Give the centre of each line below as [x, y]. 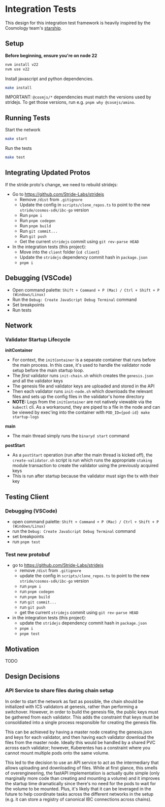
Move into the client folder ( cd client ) [59, 252]
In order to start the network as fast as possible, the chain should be [74, 701]
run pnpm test [26, 542]
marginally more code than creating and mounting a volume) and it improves [82, 778]
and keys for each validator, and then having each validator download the [80, 737]
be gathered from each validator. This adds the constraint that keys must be [82, 717]
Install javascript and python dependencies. [49, 79]
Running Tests [28, 118]
